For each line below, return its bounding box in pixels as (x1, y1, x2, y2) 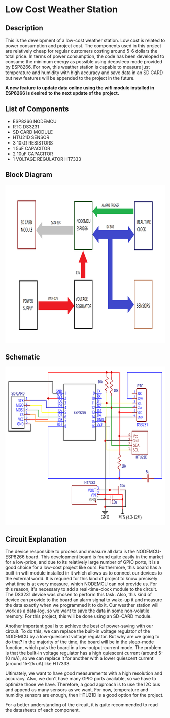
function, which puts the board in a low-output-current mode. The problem (5, 644, 162, 651)
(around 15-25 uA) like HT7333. (5, 661, 71, 667)
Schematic (5, 353, 40, 362)
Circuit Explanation (5, 535, 67, 544)
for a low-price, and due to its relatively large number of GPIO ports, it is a (5, 559, 160, 565)
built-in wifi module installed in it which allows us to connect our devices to (5, 570, 162, 576)
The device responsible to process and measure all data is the (5, 549, 135, 555)
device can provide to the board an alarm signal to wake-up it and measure (5, 597, 162, 603)
